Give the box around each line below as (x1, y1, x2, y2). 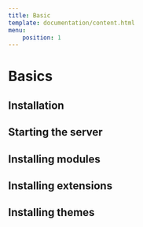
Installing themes (8, 206, 95, 219)
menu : (8, 26, 26, 34)
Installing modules (8, 152, 101, 166)
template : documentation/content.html (8, 19, 135, 27)
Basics (8, 68, 53, 85)
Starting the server (8, 125, 104, 139)
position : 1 (22, 33, 61, 42)
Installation (8, 99, 64, 112)
